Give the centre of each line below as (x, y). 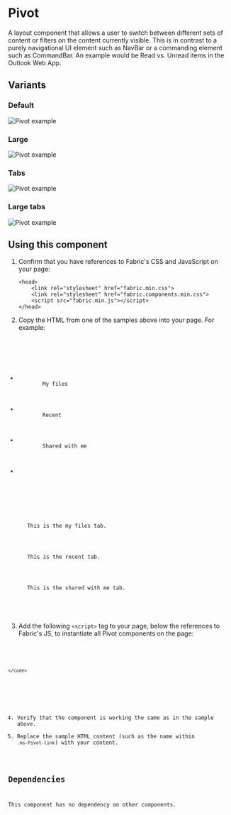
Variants (27, 85)
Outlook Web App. (35, 62)
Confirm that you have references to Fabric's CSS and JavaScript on (118, 262)
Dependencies (37, 779)
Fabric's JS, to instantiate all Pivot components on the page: (106, 633)
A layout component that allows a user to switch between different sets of (116, 33)
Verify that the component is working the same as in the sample (116, 718)
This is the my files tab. (67, 526)
